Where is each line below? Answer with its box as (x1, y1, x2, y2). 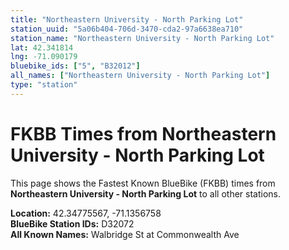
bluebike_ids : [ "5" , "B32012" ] (10, 61, 141, 71)
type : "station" (10, 80, 78, 90)
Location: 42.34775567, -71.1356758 (10, 207, 162, 219)
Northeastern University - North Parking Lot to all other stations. (10, 187, 281, 200)
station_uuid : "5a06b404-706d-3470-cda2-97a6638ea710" (10, 24, 244, 34)
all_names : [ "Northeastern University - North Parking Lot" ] (10, 71, 271, 81)
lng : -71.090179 (10, 52, 78, 62)
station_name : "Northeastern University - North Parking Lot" (10, 33, 275, 43)
